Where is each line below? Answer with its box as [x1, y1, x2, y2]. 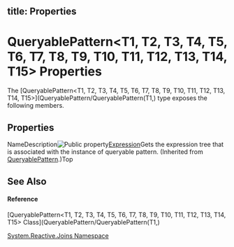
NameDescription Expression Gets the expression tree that [7, 140, 224, 149]
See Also [7, 175, 47, 188]
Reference [7, 195, 38, 204]
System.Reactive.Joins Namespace [7, 231, 110, 240]
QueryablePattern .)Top [7, 155, 73, 164]
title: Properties [7, 6, 77, 17]
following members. [7, 101, 64, 110]
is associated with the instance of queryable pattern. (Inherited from [7, 148, 204, 156]
